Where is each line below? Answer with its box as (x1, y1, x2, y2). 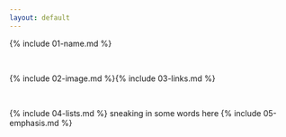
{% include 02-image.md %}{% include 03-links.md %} (9, 73, 216, 84)
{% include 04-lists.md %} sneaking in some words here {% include (9, 107, 262, 118)
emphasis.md (9, 117, 60, 128)
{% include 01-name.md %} (9, 38, 112, 49)
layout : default (9, 13, 70, 23)
